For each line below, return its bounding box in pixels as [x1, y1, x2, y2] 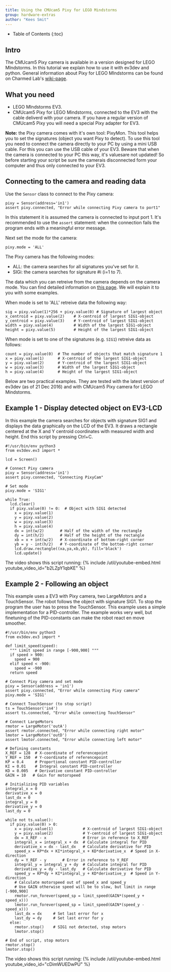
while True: [5, 497, 31, 502]
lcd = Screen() [5, 457, 38, 462]
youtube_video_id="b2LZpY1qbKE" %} [5, 565, 85, 571]
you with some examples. [5, 289, 59, 296]
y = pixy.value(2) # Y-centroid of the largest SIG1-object [5, 360, 147, 365]
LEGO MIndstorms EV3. [12, 104, 63, 110]
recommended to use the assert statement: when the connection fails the [5, 219, 160, 225]
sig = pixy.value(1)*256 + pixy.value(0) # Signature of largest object [5, 309, 163, 314]
